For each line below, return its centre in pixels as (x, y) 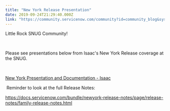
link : (11, 19)
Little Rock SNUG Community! (36, 34)
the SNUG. (16, 59)
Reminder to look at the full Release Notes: (51, 88)
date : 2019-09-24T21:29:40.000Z (39, 15)
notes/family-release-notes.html (39, 103)
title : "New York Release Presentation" (49, 10)
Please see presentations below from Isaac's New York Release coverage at (84, 53)
